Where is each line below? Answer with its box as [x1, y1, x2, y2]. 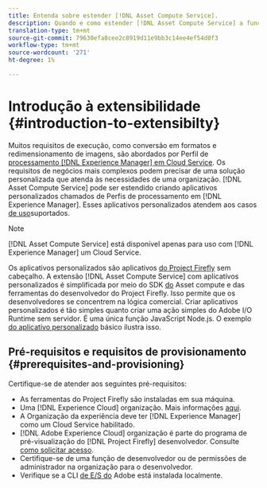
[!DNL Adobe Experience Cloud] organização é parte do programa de [19, 427, 248, 438]
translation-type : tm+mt [8, 26, 91, 34]
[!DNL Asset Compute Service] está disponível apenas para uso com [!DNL [8, 239, 254, 248]
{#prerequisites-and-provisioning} [8, 357, 185, 371]
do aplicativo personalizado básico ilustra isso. [8, 322, 161, 331]
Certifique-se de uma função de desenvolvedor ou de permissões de [19, 453, 247, 463]
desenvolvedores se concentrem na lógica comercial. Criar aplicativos [8, 296, 238, 306]
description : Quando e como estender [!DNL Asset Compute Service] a [8, 19, 244, 27]
